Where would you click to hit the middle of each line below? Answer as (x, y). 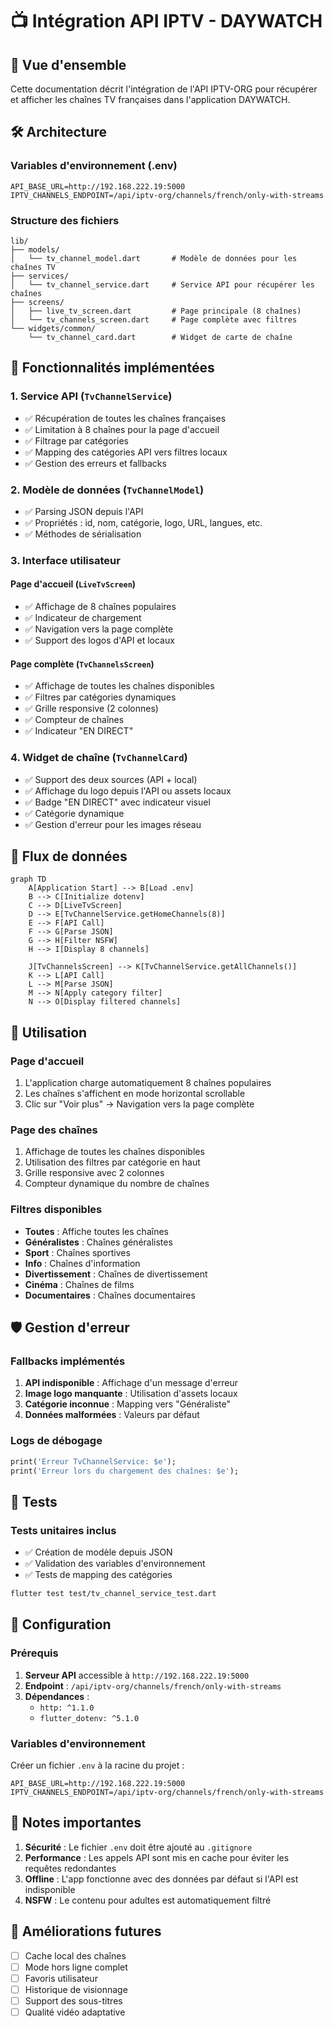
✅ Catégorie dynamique (74, 813)
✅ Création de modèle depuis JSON (98, 1552)
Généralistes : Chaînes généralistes (98, 1242)
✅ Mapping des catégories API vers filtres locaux (126, 452)
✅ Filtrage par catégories (76, 440)
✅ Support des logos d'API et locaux (99, 640)
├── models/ (35, 249)
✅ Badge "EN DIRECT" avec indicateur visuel (117, 802)
